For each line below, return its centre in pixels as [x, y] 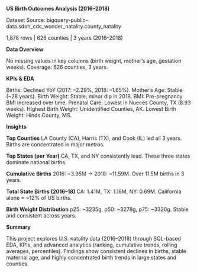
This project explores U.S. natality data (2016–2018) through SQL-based [94, 239]
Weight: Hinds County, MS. [39, 115]
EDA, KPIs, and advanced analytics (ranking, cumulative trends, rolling [92, 245]
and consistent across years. [41, 215]
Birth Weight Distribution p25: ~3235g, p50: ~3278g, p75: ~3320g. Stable [98, 209]
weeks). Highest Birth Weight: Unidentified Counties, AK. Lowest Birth [91, 109]
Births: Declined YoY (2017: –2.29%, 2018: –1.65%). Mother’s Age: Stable [94, 90]
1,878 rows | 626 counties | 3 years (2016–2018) [64, 38]
